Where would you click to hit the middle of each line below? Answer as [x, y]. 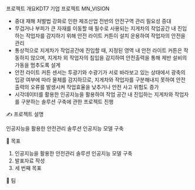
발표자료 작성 [30, 161]
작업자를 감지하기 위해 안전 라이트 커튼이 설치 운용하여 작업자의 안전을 [106, 36]
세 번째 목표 [28, 168]
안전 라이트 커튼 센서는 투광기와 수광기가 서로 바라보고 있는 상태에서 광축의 [100, 72]
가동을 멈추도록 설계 [37, 65]
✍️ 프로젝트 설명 [25, 114]
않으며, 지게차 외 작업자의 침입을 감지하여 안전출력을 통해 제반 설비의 [109, 58]
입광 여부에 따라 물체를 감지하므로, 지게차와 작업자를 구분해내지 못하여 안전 [100, 80]
